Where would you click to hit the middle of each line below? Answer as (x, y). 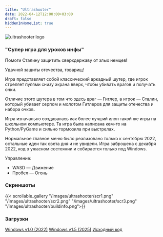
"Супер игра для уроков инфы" (45, 50)
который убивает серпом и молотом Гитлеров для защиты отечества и (79, 104)
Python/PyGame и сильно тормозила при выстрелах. (60, 129)
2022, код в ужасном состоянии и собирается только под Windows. (76, 148)
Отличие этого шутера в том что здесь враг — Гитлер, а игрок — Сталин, (82, 99)
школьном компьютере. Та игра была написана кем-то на (66, 124)
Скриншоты (20, 185)
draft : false (18, 18)
